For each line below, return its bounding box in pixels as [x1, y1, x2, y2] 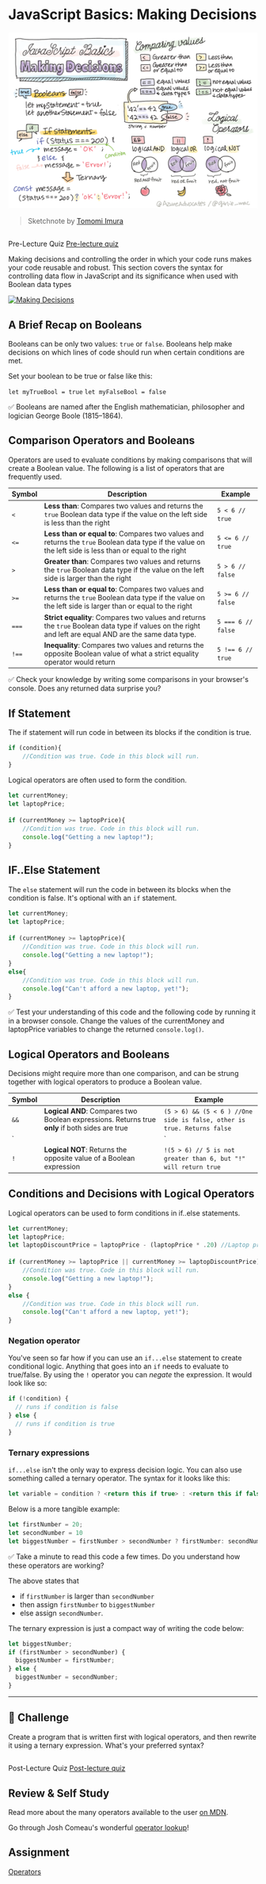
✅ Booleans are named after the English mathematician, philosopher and [8, 402, 245, 412]
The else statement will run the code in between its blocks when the [8, 884, 231, 894]
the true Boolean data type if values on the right [44, 621, 200, 630]
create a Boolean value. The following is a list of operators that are [8, 463, 225, 473]
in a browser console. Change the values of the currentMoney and [8, 1017, 225, 1026]
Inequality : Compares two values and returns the [44, 640, 204, 649]
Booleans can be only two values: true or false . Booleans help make [8, 339, 233, 348]
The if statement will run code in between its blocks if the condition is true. [8, 728, 252, 737]
